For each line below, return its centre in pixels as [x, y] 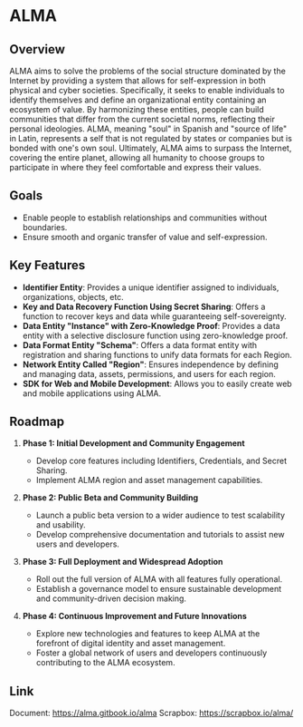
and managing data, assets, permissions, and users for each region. [149, 373]
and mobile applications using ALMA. [92, 393]
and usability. [61, 525]
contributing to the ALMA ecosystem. [105, 663]
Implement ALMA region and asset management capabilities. [149, 480]
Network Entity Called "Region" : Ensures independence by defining [150, 364]
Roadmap [37, 422]
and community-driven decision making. [111, 598]
